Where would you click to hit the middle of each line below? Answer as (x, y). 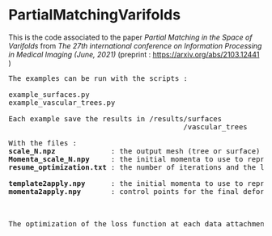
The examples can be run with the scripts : (98, 78)
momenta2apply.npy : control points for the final (124, 191)
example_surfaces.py (49, 94)
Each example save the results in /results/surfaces (115, 118)
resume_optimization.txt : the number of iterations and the (132, 167)
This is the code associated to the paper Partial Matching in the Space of (130, 37)
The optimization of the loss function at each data (115, 223)
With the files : (42, 143)
